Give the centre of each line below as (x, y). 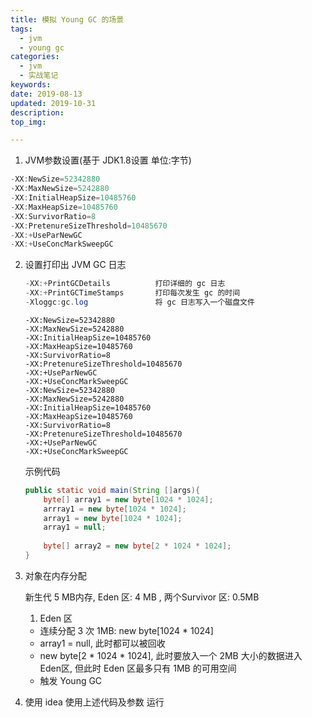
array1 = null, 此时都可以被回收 (102, 643)
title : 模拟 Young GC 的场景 (67, 19)
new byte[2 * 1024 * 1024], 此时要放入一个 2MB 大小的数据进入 (171, 655)
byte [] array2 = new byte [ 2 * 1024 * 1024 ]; (137, 546)
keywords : (31, 85)
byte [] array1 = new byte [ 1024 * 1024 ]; (128, 499)
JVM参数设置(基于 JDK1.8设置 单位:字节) (108, 160)
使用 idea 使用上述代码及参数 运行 (94, 702)
